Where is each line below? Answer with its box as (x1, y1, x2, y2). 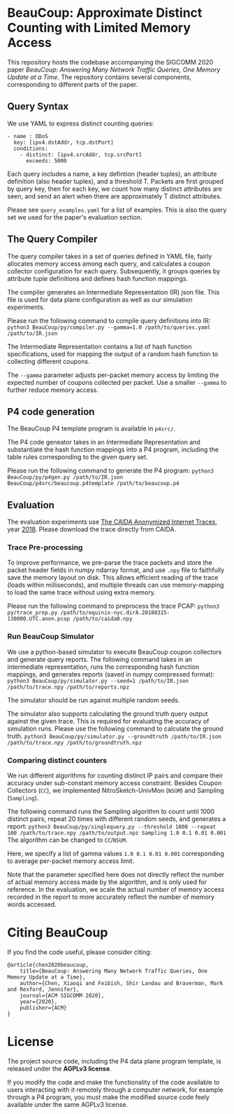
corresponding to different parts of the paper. (7, 80, 138, 88)
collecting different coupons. (7, 357, 90, 365)
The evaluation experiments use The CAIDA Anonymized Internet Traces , (7, 517, 218, 527)
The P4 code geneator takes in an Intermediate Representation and (7, 438, 200, 447)
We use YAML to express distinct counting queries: (7, 119, 154, 128)
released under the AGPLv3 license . (7, 1064, 112, 1073)
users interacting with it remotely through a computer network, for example (7, 1085, 224, 1094)
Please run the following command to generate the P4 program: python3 (7, 466, 214, 475)
